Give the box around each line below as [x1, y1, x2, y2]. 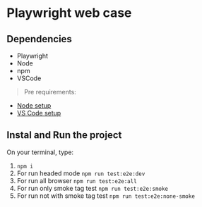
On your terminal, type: [6, 148, 74, 156]
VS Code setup [16, 109, 61, 117]
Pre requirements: [23, 88, 77, 96]
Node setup [16, 101, 52, 110]
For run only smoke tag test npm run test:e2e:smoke [16, 184, 169, 192]
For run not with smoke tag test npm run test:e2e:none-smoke [16, 192, 196, 200]
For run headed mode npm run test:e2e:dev [16, 169, 145, 177]
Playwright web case [6, 5, 132, 21]
